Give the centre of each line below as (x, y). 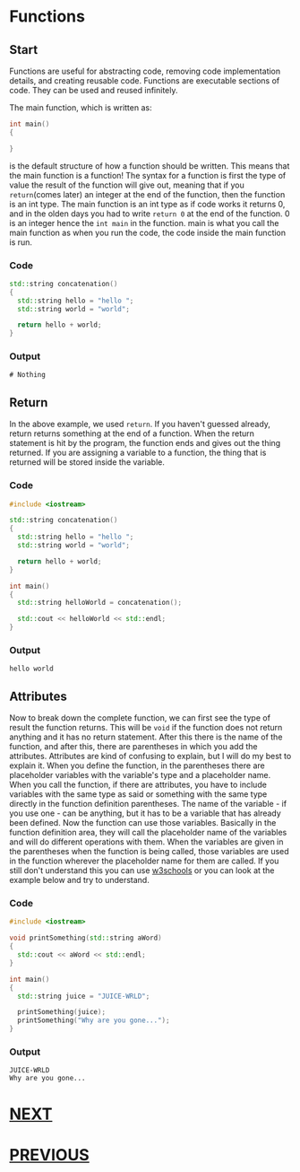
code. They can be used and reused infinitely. (94, 90)
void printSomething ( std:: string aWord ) (86, 938)
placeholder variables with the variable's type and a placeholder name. (140, 775)
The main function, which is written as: (81, 108)
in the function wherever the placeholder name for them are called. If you (144, 861)
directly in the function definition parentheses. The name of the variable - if (148, 804)
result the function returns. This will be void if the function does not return (146, 728)
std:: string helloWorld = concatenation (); (99, 603)
